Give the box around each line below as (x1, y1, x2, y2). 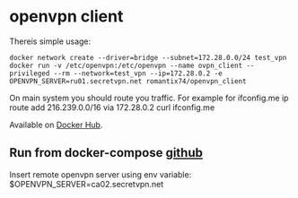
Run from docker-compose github (9, 145, 204, 160)
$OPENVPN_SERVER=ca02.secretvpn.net (9, 178, 164, 189)
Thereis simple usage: (9, 36, 92, 47)
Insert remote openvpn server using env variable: (9, 168, 192, 180)
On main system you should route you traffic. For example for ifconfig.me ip (9, 92, 289, 103)
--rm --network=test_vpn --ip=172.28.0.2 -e (53, 69, 223, 78)
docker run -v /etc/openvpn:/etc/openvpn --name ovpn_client (9, 61, 243, 70)
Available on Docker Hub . (9, 119, 103, 130)
